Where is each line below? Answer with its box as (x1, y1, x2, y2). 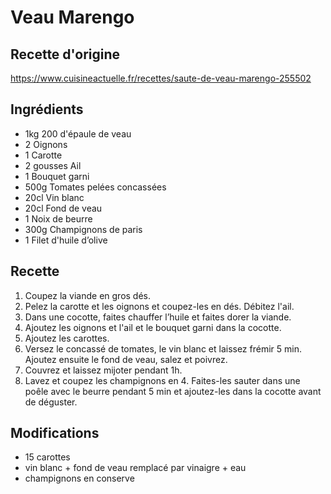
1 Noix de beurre (24, 212, 93, 225)
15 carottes (24, 451, 71, 463)
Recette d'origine (10, 46, 121, 63)
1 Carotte (24, 149, 63, 161)
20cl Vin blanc (24, 191, 85, 203)
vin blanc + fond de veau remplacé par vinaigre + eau (24, 462, 247, 474)
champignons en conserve (24, 472, 135, 485)
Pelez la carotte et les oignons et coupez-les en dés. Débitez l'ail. (24, 300, 295, 312)
